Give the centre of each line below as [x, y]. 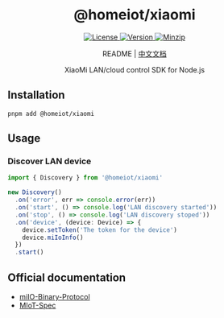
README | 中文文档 [135, 53]
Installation [36, 95]
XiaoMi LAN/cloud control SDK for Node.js [135, 69]
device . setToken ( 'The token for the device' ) [100, 230]
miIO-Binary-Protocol [54, 297]
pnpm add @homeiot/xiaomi [51, 114]
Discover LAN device [50, 161]
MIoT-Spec [37, 305]
